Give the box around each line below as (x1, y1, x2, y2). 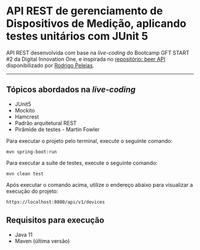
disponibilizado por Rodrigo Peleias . (6, 61, 95, 69)
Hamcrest (14, 113, 39, 120)
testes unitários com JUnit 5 (6, 30, 149, 43)
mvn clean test (6, 171, 44, 177)
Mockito (14, 107, 35, 114)
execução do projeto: (6, 187, 58, 195)
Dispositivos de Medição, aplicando (6, 17, 186, 30)
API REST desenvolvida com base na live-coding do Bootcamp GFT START (6, 49, 190, 56)
